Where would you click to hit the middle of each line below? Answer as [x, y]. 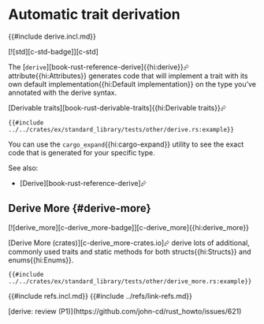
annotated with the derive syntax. [62, 92]
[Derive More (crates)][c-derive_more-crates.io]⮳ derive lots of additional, [129, 243]
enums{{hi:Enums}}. [41, 260]
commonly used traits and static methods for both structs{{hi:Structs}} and [130, 251]
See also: [23, 168]
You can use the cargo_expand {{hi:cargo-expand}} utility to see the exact [126, 144]
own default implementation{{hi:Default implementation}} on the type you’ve [132, 84]
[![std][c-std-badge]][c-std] [53, 51]
